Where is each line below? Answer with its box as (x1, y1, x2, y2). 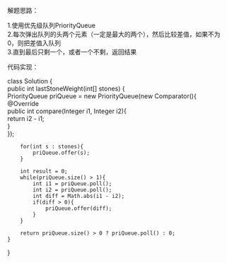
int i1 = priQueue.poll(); (33, 180, 112, 187)
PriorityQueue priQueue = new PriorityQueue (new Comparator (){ (7, 92, 197, 100)
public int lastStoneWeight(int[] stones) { (7, 84, 125, 93)
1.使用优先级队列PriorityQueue (7, 21, 95, 30)
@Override (7, 100, 40, 107)
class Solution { (7, 77, 53, 85)
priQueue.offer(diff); (45, 205, 112, 212)
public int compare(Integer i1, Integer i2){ (7, 107, 127, 115)
